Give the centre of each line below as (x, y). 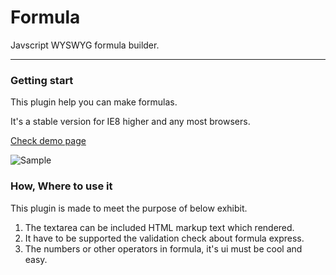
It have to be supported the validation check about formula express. (164, 238)
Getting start (42, 80)
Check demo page (48, 141)
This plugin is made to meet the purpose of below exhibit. (129, 208)
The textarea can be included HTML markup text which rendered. (159, 227)
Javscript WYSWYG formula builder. (85, 45)
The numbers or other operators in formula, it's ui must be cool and (163, 248)
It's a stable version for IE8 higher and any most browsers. (130, 122)
